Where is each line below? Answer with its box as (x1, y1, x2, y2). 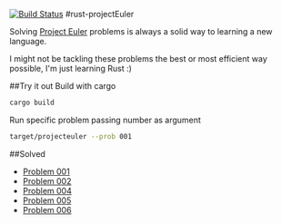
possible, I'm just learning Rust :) (9, 63, 132, 73)
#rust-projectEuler (65, 9, 135, 19)
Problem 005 (22, 195, 72, 206)
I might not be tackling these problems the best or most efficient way (9, 54, 268, 63)
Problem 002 (22, 175, 72, 186)
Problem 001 (22, 166, 70, 177)
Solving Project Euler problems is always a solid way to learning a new (9, 26, 273, 36)
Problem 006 (22, 204, 72, 215)
